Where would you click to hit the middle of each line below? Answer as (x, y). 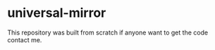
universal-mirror (57, 13)
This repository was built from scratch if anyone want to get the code (108, 32)
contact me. (25, 39)
